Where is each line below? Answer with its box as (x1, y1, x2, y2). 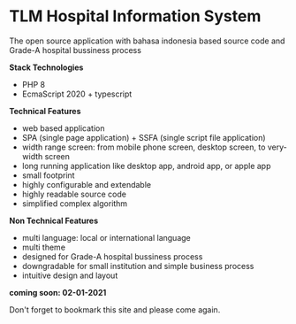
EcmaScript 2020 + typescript (21, 89, 133, 99)
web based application (21, 122, 105, 134)
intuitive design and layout (21, 270, 118, 281)
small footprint (21, 170, 75, 181)
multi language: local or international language (21, 232, 192, 243)
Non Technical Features (9, 215, 99, 226)
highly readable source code (21, 189, 126, 199)
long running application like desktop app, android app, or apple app (21, 160, 271, 171)
